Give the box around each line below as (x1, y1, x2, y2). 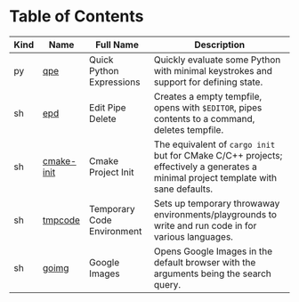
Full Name (95, 38, 140, 51)
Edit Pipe (88, 101, 126, 113)
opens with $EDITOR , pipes (153, 101, 263, 113)
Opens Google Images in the (153, 245, 273, 257)
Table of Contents (9, 6, 144, 27)
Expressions (88, 76, 141, 88)
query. (153, 278, 182, 290)
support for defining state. (153, 76, 263, 88)
